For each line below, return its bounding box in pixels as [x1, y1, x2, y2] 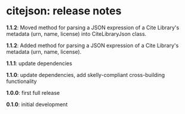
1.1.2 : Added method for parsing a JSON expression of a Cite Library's [6, 42, 179, 49]
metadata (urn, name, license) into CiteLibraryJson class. [6, 30, 147, 37]
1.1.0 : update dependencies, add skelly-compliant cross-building [6, 71, 165, 78]
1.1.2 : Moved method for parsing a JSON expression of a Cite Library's [6, 24, 180, 31]
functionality [6, 78, 37, 85]
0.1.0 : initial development [6, 100, 68, 108]
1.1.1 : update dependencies [6, 60, 73, 67]
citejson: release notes [6, 4, 122, 18]
